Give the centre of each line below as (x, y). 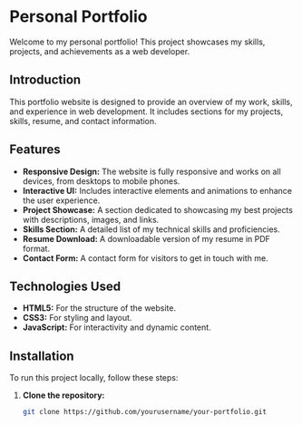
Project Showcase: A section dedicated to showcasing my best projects (157, 209)
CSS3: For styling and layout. (77, 318)
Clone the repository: (63, 395)
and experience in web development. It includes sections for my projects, (146, 111)
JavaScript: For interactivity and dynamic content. (117, 327)
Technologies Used (65, 286)
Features (35, 150)
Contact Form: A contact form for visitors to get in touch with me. (146, 258)
